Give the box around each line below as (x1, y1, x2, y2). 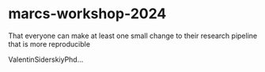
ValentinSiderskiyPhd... (8, 55, 84, 64)
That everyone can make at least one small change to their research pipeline (8, 31, 258, 40)
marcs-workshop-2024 (8, 5, 167, 23)
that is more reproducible (8, 39, 91, 48)
